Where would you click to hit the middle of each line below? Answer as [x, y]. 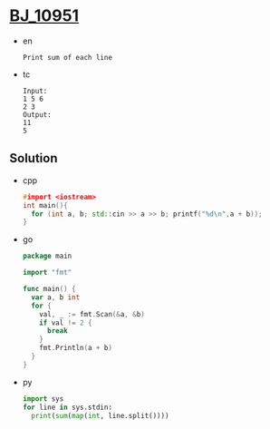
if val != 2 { [66, 323]
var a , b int [56, 297]
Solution [34, 158]
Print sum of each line [67, 57]
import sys [43, 399]
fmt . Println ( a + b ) [76, 348]
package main [47, 256]
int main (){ [45, 205]
